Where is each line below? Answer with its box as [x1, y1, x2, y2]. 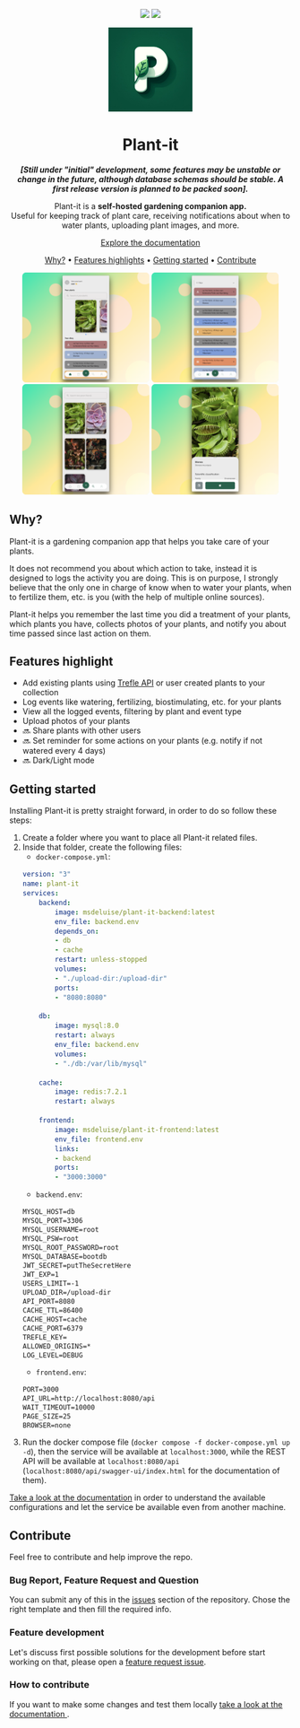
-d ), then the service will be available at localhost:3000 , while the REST [21, 1446, 287, 1457]
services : [21, 889, 60, 898]
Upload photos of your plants [21, 716, 131, 727]
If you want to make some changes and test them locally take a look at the [9, 1698, 283, 1709]
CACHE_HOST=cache [21, 1315, 88, 1324]
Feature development [9, 1627, 105, 1639]
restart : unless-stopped [55, 956, 148, 964]
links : [55, 1144, 80, 1153]
